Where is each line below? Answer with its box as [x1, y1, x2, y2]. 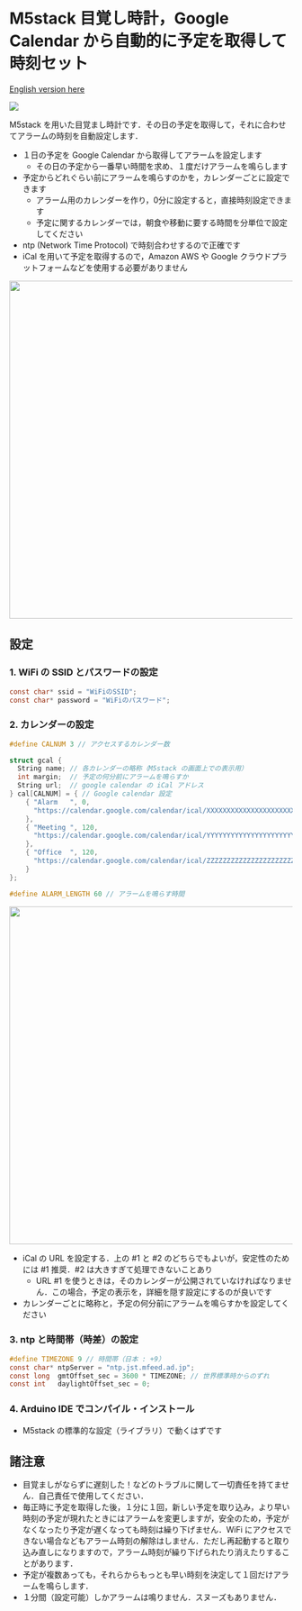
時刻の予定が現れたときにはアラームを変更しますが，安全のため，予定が [22, 1513, 289, 1524]
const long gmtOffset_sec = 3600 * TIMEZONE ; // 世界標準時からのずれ [9, 1371, 270, 1380]
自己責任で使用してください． [38, 1490, 148, 1501]
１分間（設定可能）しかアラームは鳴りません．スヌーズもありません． [22, 1592, 281, 1603]
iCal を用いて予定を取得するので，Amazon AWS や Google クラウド [22, 250, 272, 261]
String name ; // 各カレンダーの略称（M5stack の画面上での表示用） [17, 764, 248, 773]
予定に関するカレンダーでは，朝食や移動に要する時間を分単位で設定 [35, 217, 288, 228]
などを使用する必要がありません [69, 262, 188, 273]
